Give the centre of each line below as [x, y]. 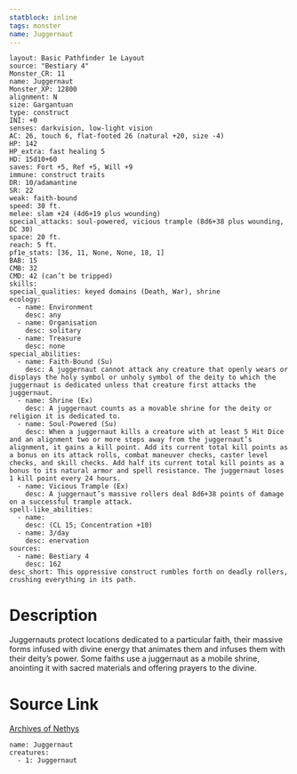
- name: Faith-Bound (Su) [65, 362]
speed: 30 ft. [36, 206]
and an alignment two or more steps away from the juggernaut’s [131, 440]
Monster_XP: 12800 [43, 90]
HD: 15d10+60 [33, 160]
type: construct [39, 113]
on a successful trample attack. [71, 502]
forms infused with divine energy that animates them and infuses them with [148, 649]
